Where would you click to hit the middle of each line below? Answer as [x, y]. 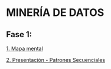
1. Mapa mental [25, 48]
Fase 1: [19, 34]
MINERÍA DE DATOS [55, 13]
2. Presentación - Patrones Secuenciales [56, 60]
